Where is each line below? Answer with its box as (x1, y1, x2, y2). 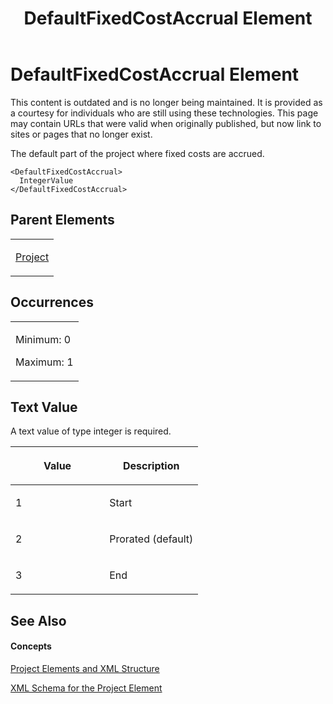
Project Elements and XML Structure (10, 662, 160, 674)
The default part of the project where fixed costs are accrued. (10, 147, 265, 159)
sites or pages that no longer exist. (10, 128, 153, 140)
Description (123, 459, 180, 473)
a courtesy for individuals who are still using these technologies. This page (10, 107, 319, 119)
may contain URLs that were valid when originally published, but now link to (10, 117, 322, 129)
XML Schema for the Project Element (10, 682, 163, 694)
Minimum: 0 (15, 332, 72, 346)
